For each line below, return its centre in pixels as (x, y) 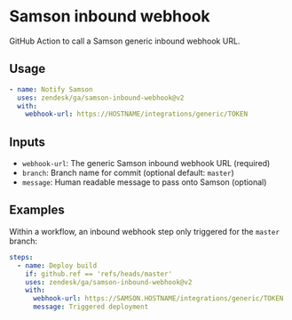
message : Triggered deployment (91, 307)
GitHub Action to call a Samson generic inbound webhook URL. (125, 41)
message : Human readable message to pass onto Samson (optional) (144, 182)
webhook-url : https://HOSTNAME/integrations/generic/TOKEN (137, 114)
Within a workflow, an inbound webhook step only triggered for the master (144, 231)
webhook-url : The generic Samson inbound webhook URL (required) (146, 164)
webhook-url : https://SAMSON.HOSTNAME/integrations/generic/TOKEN (158, 299)
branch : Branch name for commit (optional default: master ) (128, 173)
